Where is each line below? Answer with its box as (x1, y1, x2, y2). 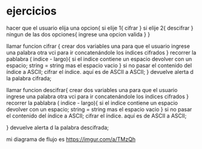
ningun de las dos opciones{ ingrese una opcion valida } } (6, 30, 150, 38)
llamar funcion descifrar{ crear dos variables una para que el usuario (6, 86, 178, 93)
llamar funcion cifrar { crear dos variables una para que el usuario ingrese (6, 42, 191, 50)
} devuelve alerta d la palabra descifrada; (6, 124, 109, 131)
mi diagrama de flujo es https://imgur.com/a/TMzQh (6, 135, 136, 143)
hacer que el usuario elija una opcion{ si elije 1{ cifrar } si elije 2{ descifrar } (6, 24, 194, 31)
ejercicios (6, 4, 57, 18)
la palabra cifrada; (6, 74, 52, 82)
